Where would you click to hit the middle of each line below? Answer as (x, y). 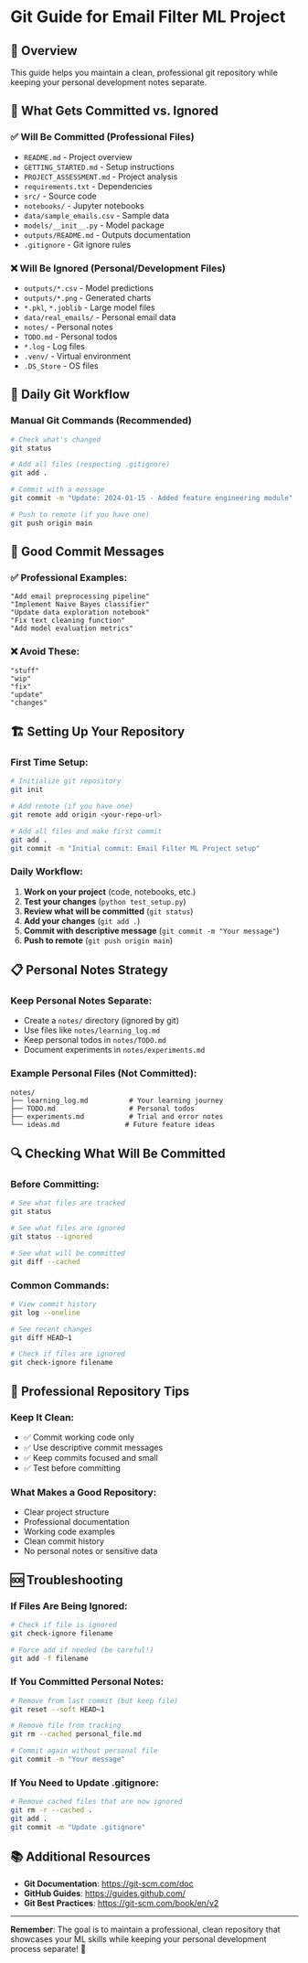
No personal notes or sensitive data (90, 1551)
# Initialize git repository (66, 781)
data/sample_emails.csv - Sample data (96, 215)
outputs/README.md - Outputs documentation (107, 234)
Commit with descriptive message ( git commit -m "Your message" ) (151, 930)
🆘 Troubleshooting (67, 1580)
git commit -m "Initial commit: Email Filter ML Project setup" (135, 848)
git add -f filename (50, 1658)
